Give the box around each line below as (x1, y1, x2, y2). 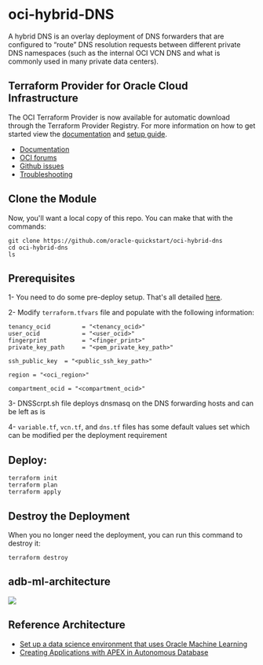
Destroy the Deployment (8, 509, 130, 523)
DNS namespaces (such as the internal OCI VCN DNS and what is (8, 48, 221, 57)
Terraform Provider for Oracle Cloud (8, 79, 188, 93)
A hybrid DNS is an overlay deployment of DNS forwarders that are (8, 31, 225, 41)
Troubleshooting (19, 169, 73, 178)
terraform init (8, 474, 58, 483)
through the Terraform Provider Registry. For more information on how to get (8, 120, 256, 130)
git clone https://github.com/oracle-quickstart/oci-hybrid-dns (8, 237, 223, 244)
